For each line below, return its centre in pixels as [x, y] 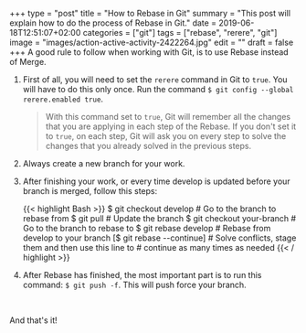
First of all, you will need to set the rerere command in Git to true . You [155, 80]
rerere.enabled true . [63, 99]
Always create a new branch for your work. [104, 163]
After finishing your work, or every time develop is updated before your [156, 181]
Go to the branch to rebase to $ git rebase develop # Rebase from [147, 228]
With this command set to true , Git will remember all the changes [168, 117]
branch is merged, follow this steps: [90, 191]
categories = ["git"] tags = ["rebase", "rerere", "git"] [180, 32]
